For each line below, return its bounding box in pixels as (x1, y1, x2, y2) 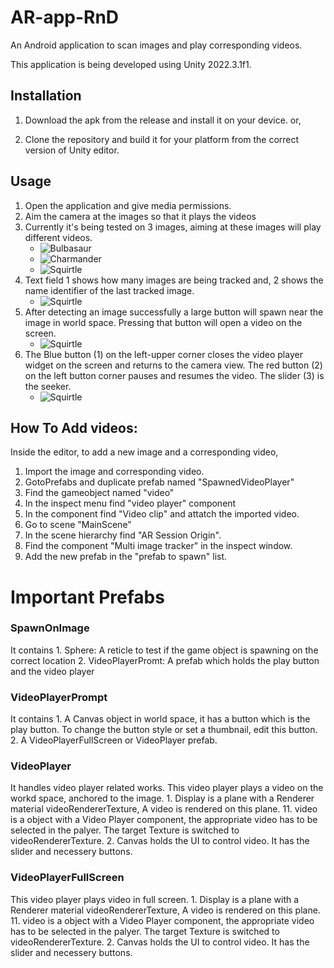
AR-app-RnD (10, 6, 120, 29)
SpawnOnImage (10, 621, 90, 635)
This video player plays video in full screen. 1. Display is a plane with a (10, 893, 300, 905)
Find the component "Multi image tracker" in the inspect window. (24, 540, 293, 552)
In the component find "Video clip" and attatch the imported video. (24, 508, 300, 520)
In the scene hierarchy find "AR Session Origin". (24, 529, 222, 541)
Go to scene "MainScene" (24, 519, 132, 531)
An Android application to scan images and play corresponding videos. (10, 39, 303, 51)
